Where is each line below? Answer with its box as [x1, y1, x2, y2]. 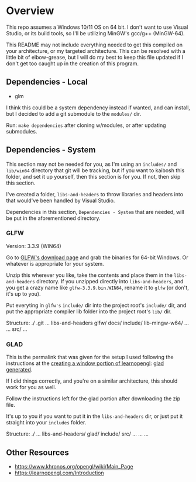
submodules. [6, 128, 37, 135]
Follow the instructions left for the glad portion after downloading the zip [6, 395, 181, 402]
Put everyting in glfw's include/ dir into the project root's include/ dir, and [6, 302, 187, 309]
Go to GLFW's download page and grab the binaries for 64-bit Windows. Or [6, 254, 188, 261]
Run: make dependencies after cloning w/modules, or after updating [6, 122, 166, 129]
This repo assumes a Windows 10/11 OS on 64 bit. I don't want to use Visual [6, 24, 188, 31]
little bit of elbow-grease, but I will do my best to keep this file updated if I [6, 53, 184, 61]
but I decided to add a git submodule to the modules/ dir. [6, 110, 142, 117]
